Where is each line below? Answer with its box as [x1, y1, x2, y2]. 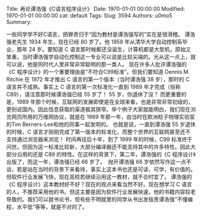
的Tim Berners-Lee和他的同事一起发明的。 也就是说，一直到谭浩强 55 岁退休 [6, 121, 196, 128]
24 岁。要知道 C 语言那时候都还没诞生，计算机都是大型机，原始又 [28, 46, 191, 53]
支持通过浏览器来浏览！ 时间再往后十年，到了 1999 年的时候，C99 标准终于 [6, 136, 193, 143]
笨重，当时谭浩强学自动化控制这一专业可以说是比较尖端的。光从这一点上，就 [6, 53, 196, 60]
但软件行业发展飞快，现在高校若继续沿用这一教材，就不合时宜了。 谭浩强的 [6, 173, 192, 180]
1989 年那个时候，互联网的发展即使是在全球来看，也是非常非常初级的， [16, 98, 194, 105]
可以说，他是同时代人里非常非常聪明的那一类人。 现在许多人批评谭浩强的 [6, 61, 187, 68]
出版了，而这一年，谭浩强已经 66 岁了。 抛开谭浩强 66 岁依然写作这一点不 [6, 158, 192, 165]
